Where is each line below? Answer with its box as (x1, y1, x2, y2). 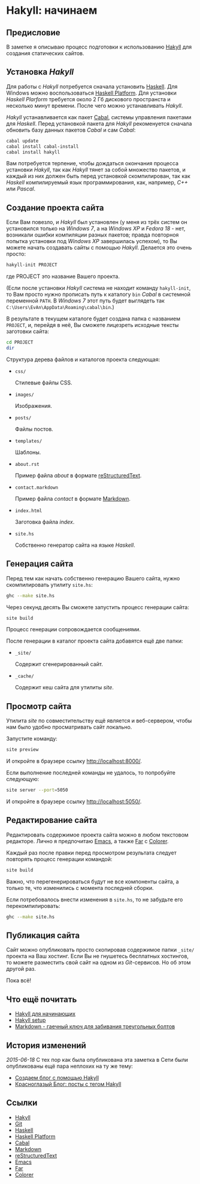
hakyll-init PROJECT (6, 262, 58, 268)
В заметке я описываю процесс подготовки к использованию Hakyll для (6, 43, 192, 50)
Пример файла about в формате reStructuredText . (14, 471, 142, 479)
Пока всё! (6, 977, 32, 984)
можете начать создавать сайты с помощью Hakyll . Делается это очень (6, 244, 192, 252)
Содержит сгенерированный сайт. (14, 661, 104, 668)
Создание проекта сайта (6, 202, 104, 213)
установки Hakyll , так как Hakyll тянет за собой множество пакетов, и (6, 166, 186, 174)
